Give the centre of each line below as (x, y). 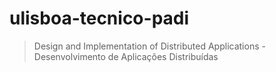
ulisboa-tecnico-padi (99, 18)
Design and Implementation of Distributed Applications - (149, 46)
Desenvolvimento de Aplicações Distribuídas (126, 56)
